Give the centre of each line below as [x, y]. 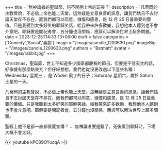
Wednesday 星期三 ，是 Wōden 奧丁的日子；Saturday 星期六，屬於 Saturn [79, 75]
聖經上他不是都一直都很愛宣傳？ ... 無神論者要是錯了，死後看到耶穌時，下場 [80, 126]
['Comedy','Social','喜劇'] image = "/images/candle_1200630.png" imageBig [81, 42]
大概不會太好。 [20, 132]
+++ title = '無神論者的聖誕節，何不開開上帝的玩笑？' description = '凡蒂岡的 [81, 7]
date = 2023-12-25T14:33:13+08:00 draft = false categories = [67, 37]
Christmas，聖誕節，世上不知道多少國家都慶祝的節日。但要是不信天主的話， [81, 63]
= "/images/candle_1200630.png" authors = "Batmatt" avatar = [68, 48]
